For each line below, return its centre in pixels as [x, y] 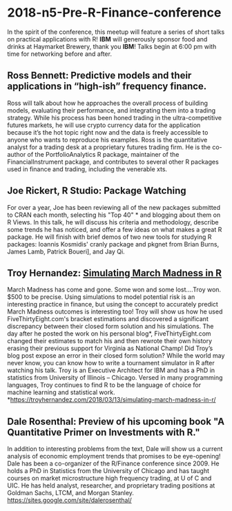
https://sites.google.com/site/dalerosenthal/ [70, 500]
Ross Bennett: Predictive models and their [99, 76]
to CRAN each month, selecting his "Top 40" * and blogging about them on [114, 215]
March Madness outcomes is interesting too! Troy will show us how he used [115, 311]
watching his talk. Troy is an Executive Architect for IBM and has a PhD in [111, 370]
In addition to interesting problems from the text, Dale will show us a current [115, 449]
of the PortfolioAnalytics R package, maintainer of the [103, 154]
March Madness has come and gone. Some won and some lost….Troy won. [114, 290]
